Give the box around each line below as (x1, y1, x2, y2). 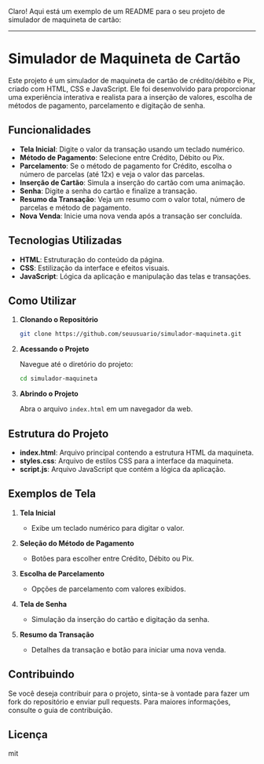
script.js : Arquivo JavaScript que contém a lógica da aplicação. (19, 464, 226, 473)
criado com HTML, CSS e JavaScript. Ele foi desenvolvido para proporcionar (8, 84, 256, 93)
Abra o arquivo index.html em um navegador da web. (19, 404, 193, 414)
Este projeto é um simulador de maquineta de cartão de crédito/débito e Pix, (8, 75, 255, 85)
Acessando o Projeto (19, 345, 90, 354)
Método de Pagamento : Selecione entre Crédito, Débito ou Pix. (19, 152, 225, 162)
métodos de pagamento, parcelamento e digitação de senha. (8, 101, 206, 110)
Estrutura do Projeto (8, 427, 109, 440)
